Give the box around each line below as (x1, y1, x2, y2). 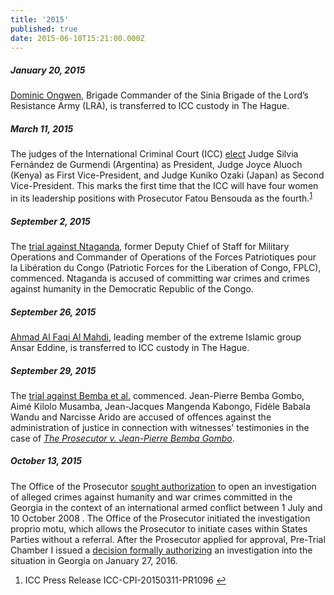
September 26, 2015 (10, 306, 97, 318)
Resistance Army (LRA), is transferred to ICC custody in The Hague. (10, 100, 290, 112)
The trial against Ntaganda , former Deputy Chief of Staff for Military (10, 240, 290, 252)
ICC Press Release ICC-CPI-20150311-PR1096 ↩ (24, 574, 227, 586)
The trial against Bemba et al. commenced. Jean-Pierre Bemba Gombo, (10, 389, 305, 401)
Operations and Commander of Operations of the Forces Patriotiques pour (10, 251, 317, 263)
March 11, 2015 (10, 122, 74, 135)
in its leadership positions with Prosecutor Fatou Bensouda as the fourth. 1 (10, 191, 313, 204)
